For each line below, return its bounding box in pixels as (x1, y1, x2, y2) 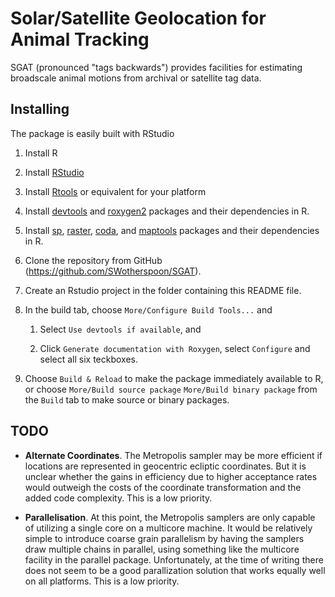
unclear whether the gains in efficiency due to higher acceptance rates (24, 470, 318, 482)
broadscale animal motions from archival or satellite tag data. (10, 72, 262, 84)
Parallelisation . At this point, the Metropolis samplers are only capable (24, 511, 316, 523)
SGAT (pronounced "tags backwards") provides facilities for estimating (10, 61, 303, 73)
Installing (10, 101, 70, 118)
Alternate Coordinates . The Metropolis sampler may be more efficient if (24, 449, 323, 461)
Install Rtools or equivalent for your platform (24, 185, 207, 197)
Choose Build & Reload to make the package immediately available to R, (24, 372, 324, 384)
